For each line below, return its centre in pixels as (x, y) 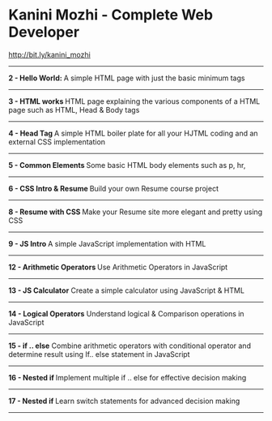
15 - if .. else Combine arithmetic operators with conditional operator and (130, 346)
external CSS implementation (57, 142)
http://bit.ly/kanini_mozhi (49, 54)
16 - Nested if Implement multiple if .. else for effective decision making (127, 377)
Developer (44, 32)
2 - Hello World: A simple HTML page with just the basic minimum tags (127, 78)
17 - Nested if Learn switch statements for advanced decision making (124, 401)
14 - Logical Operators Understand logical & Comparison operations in (126, 313)
